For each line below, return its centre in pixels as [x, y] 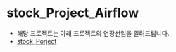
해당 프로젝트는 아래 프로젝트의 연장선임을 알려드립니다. [93, 33]
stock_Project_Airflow [73, 13]
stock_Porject [37, 41]
